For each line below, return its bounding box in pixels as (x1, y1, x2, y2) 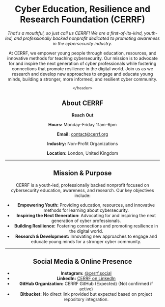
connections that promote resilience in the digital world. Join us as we (11, 65, 154, 72)
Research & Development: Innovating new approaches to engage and (15, 233, 157, 239)
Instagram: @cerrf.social (60, 270, 112, 276)
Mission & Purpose (53, 169, 112, 177)
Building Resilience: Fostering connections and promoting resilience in (14, 223, 158, 229)
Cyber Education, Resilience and (14, 3, 151, 15)
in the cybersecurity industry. (53, 40, 112, 46)
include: (74, 193, 91, 198)
